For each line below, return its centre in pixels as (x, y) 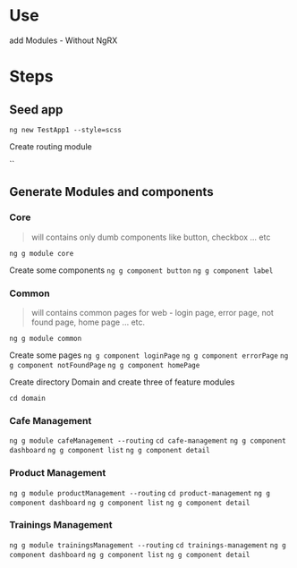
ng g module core (42, 253)
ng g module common (46, 338)
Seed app (36, 110)
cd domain (28, 398)
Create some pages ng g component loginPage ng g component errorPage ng (149, 355)
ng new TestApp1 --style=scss (66, 130)
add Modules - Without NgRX (64, 40)
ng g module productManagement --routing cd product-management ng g (140, 493)
